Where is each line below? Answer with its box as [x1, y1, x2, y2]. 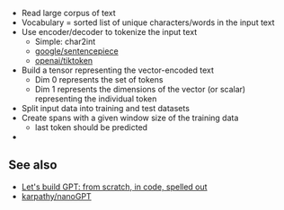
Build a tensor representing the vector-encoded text [21, 65, 215, 75]
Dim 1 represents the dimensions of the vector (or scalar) [34, 84, 246, 94]
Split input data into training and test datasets [21, 103, 191, 113]
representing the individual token [34, 93, 157, 104]
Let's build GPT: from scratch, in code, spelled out [21, 181, 208, 192]
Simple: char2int [34, 36, 96, 47]
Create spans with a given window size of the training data [21, 112, 239, 123]
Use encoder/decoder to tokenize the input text [21, 27, 198, 37]
